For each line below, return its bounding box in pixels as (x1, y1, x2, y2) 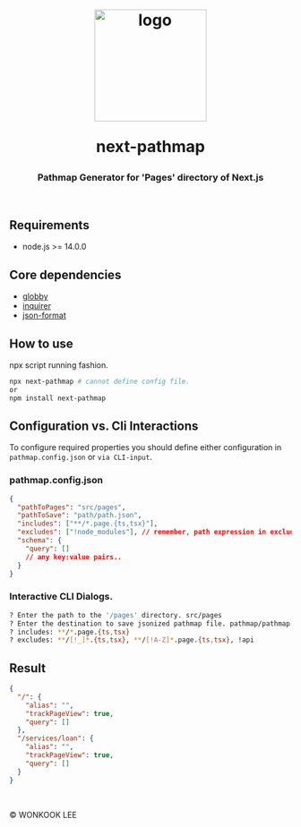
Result (9, 661, 47, 676)
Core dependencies (9, 267, 122, 282)
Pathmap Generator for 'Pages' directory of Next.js (37, 171, 264, 183)
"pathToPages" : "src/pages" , (17, 502, 126, 512)
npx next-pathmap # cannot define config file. (9, 377, 191, 386)
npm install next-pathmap (9, 394, 106, 403)
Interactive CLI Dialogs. (9, 591, 114, 603)
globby (21, 291, 48, 302)
